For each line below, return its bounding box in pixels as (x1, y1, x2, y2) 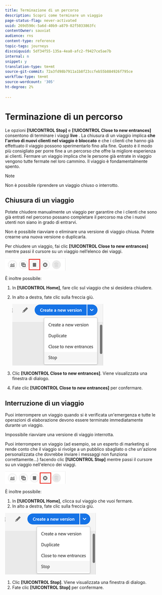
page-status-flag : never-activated (5, 18, 77, 23)
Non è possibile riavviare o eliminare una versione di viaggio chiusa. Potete (5, 229, 155, 235)
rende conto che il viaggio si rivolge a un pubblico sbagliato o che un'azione (5, 446, 157, 452)
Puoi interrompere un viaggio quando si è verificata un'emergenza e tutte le (5, 412, 156, 418)
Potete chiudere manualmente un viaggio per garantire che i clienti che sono (5, 209, 157, 215)
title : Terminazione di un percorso (5, 8, 79, 13)
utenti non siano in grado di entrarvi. (5, 219, 77, 225)
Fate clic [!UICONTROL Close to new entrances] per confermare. (12, 385, 143, 391)
